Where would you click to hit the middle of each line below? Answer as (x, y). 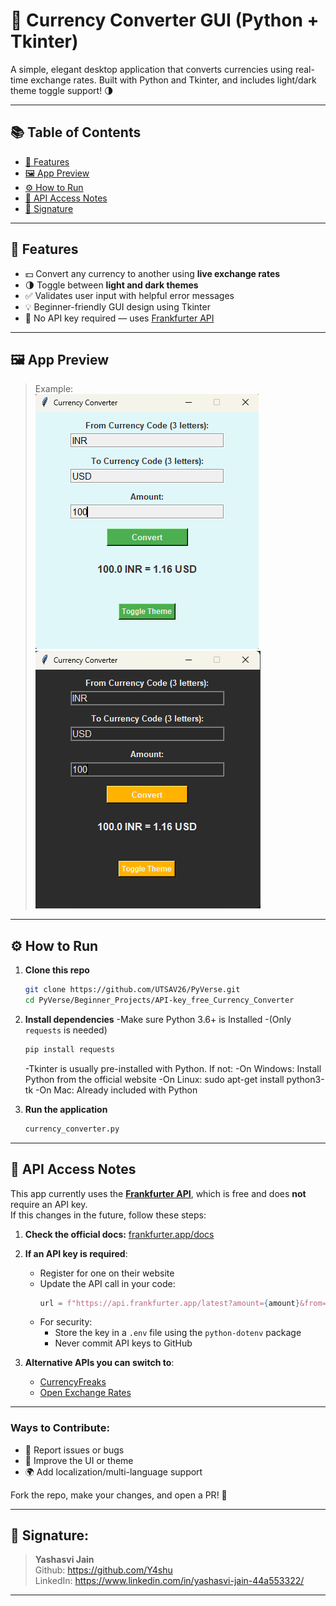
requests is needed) (66, 1030)
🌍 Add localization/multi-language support (113, 1471)
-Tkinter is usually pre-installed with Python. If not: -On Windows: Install (173, 1068)
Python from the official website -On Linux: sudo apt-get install (154, 1079)
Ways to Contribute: (60, 1428)
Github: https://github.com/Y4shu (103, 1570)
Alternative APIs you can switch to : (99, 1363)
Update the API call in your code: (107, 1283)
